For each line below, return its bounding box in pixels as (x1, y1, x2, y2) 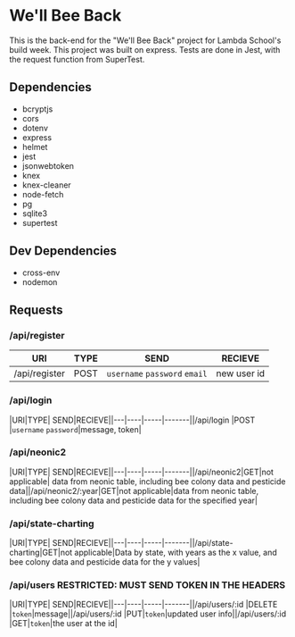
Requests (9, 302, 63, 317)
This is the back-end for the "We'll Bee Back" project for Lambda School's (9, 35, 282, 46)
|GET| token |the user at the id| (9, 618, 118, 629)
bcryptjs (21, 104, 53, 114)
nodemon (21, 276, 58, 287)
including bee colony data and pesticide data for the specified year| (9, 495, 258, 506)
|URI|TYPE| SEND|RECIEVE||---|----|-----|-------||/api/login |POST (9, 415, 256, 425)
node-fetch (21, 189, 64, 199)
